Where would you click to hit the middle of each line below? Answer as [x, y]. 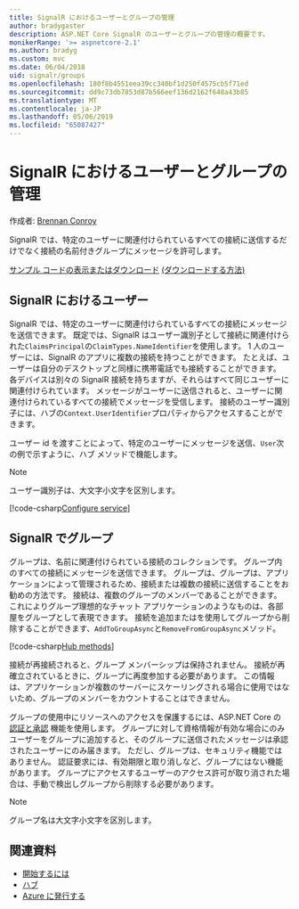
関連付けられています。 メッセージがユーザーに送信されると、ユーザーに [142, 390]
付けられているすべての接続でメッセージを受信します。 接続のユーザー [145, 401]
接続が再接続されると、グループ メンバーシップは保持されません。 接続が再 [147, 664]
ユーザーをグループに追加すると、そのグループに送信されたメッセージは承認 [149, 739]
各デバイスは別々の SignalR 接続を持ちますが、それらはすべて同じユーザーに [149, 379]
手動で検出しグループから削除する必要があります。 [125, 783]
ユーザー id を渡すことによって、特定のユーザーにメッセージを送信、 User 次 [147, 443]
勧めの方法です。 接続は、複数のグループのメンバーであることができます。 [145, 594]
